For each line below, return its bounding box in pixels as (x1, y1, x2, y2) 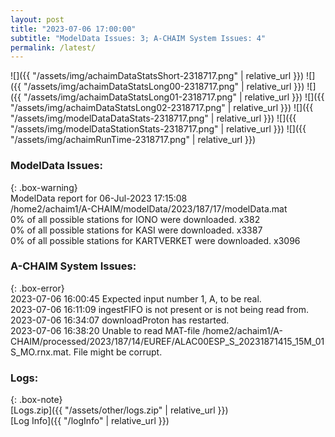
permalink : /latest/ (10, 42, 97, 53)
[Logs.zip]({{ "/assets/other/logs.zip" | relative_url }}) (10, 404, 229, 416)
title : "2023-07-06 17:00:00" (10, 24, 137, 34)
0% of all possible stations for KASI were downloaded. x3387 (10, 224, 263, 236)
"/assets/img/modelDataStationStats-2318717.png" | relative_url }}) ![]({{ (10, 123, 307, 135)
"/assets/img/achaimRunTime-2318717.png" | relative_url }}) (10, 134, 257, 146)
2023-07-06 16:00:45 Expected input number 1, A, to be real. (10, 292, 262, 305)
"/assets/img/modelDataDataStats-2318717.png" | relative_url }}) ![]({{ (10, 112, 297, 125)
